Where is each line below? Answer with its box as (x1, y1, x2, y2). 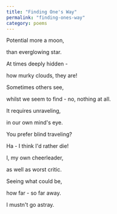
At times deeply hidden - (6, 60, 68, 67)
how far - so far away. (6, 189, 62, 197)
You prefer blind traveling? (6, 131, 73, 138)
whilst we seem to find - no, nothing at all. (6, 95, 111, 103)
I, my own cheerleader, (6, 154, 64, 161)
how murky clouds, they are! (6, 72, 78, 79)
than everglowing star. (6, 48, 62, 56)
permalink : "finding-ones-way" (6, 15, 85, 21)
